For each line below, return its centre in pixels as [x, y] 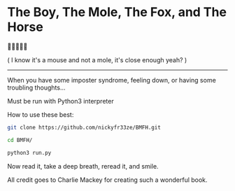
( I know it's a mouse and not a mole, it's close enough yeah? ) [97, 59]
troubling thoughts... [36, 87]
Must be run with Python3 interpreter [60, 101]
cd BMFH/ [20, 140]
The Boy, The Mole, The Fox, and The [117, 12]
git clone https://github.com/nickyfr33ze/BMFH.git [84, 127]
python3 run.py [29, 153]
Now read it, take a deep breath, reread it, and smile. [83, 166]
